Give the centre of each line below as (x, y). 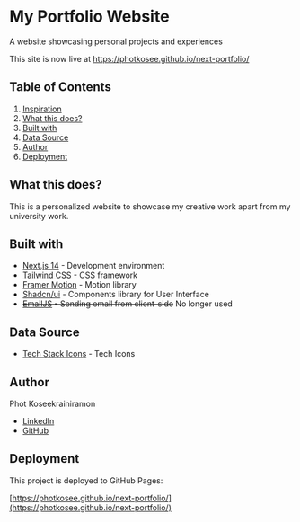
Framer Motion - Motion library (79, 285)
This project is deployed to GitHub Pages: (86, 480)
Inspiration (42, 109)
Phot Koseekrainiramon (53, 403)
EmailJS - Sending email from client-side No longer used (128, 304)
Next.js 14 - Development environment (93, 266)
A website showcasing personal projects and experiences (116, 41)
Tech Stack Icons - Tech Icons (79, 354)
